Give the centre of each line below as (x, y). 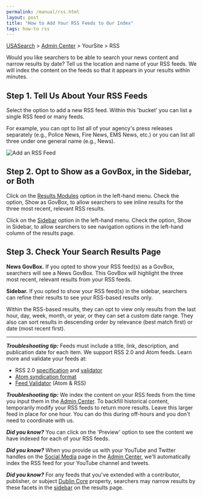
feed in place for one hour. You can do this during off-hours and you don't (98, 414)
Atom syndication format (46, 376)
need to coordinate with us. (40, 420)
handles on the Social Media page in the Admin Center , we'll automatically (98, 457)
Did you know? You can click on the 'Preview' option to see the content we (100, 432)
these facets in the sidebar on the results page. (65, 487)
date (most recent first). (36, 328)
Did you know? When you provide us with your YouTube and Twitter (91, 450)
